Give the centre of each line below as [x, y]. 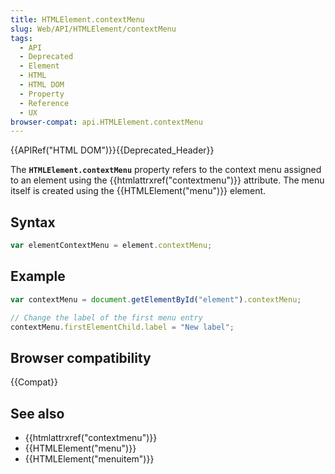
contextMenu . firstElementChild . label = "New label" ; [122, 327]
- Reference [44, 103]
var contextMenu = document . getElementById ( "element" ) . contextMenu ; [156, 299]
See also [37, 413]
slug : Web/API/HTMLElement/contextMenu [93, 29]
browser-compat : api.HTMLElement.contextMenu [106, 122]
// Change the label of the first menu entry [106, 317]
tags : [21, 38]
